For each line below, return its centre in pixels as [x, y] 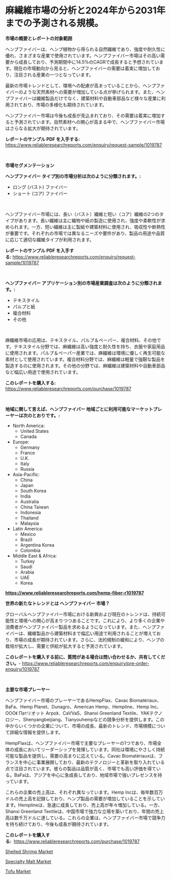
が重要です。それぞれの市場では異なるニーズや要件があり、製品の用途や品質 [85, 233]
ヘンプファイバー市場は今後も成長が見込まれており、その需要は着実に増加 [83, 115]
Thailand [30, 518]
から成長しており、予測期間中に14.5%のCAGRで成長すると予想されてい [84, 62]
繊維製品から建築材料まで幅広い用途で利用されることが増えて [92, 633]
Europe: [21, 442]
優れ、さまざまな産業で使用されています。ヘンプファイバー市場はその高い [83, 55]
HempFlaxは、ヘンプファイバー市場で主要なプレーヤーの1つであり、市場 [81, 743]
